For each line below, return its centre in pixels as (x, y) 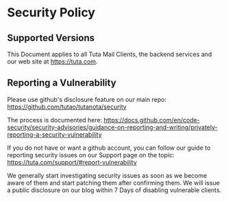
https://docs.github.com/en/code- (152, 120)
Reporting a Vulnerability (62, 83)
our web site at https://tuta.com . (52, 62)
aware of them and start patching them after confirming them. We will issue (114, 183)
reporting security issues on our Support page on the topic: (91, 155)
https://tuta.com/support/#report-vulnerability (72, 162)
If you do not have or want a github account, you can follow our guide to (109, 148)
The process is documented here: (55, 120)
